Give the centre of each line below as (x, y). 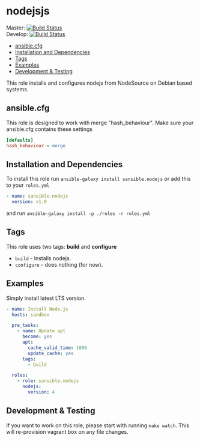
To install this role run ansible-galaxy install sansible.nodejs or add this (98, 179)
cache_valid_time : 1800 (57, 348)
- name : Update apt (41, 331)
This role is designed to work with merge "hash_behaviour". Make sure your (100, 123)
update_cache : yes (51, 353)
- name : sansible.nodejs (37, 196)
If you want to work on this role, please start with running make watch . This (98, 425)
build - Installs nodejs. (43, 258)
